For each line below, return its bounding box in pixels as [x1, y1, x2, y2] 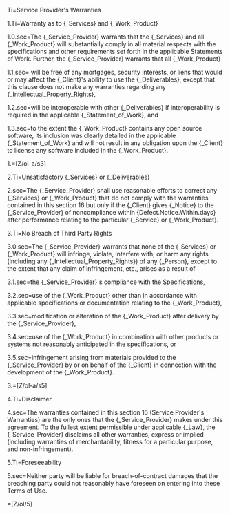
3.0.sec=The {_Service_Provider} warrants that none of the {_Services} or [7, 242, 216, 251]
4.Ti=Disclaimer [7, 395, 52, 403]
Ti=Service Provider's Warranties [7, 6, 101, 14]
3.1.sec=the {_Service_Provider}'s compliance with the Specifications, [7, 278, 205, 286]
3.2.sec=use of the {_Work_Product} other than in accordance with [7, 292, 198, 299]
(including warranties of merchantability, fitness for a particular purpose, [7, 438, 213, 446]
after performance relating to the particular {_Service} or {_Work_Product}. [7, 216, 219, 224]
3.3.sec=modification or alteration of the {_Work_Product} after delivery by [7, 312, 219, 320]
